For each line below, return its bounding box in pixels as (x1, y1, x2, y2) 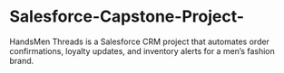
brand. (9, 55, 34, 66)
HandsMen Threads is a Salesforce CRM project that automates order (9, 36, 270, 47)
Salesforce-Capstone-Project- (9, 6, 245, 27)
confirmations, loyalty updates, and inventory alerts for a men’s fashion (9, 45, 275, 56)
